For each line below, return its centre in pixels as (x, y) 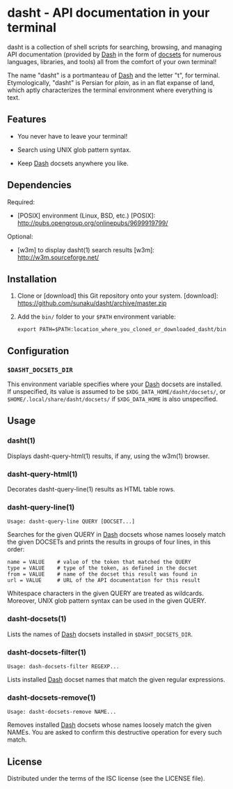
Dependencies (39, 185)
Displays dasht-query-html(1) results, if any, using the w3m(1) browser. (109, 456)
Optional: (20, 236)
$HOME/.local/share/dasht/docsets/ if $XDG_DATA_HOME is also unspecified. (112, 399)
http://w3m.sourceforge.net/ (58, 257)
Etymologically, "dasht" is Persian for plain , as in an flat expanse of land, (111, 82)
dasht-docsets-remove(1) (51, 697)
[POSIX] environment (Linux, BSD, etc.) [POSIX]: (86, 215)
